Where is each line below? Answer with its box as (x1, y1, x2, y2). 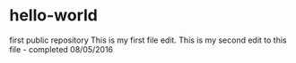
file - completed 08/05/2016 (9, 43, 114, 54)
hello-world (9, 5, 99, 26)
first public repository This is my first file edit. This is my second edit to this (9, 35, 287, 45)
